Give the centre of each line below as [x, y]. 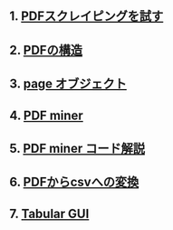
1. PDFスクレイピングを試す [86, 16]
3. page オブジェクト [68, 84]
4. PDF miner [46, 115]
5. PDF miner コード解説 [77, 148]
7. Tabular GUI [49, 213]
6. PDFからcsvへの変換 [74, 182]
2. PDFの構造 [46, 50]
